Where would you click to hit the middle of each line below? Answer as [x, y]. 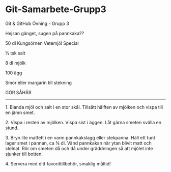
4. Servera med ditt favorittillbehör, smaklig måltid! [58, 163]
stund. [12, 128]
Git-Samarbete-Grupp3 [56, 9]
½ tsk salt [15, 53]
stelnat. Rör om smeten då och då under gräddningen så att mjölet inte [79, 148]
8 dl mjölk [16, 63]
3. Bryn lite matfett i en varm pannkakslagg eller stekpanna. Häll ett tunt [80, 137]
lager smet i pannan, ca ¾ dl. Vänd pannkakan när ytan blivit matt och [78, 143]
